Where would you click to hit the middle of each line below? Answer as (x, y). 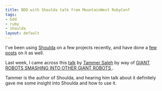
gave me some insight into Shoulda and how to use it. (61, 83)
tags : (11, 15)
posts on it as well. (25, 53)
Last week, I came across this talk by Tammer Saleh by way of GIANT (78, 63)
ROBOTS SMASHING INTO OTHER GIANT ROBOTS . (59, 68)
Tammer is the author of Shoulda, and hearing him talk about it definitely (80, 78)
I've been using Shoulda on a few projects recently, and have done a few (81, 48)
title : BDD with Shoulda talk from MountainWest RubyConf (68, 10)
